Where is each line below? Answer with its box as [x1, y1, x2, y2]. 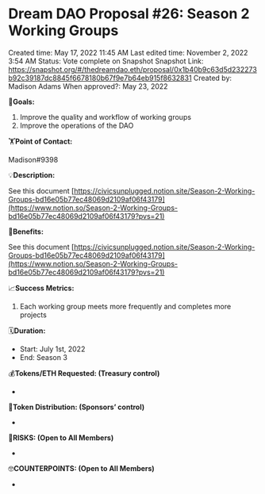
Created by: [193, 73, 232, 82]
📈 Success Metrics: [8, 283, 75, 293]
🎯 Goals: [8, 97, 35, 106]
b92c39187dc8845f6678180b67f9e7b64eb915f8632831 [8, 73, 192, 82]
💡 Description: [8, 170, 56, 179]
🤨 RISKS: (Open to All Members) [8, 433, 114, 442]
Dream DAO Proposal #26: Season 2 [8, 5, 250, 23]
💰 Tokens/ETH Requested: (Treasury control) [8, 368, 160, 377]
